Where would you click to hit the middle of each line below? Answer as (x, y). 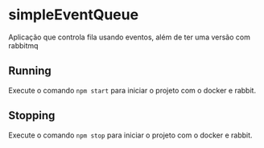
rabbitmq (23, 45)
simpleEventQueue (74, 15)
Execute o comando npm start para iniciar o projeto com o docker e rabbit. (132, 90)
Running (30, 71)
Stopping (32, 115)
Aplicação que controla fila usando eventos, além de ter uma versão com (130, 37)
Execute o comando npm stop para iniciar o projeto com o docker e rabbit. (130, 135)
